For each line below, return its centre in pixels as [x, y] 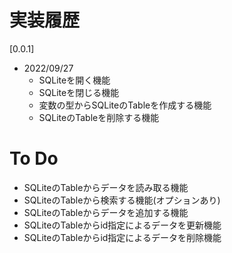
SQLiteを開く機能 [74, 80]
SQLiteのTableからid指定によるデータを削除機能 [122, 237]
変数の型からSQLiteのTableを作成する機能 [125, 105]
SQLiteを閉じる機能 [79, 92]
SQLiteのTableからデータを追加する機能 [106, 212]
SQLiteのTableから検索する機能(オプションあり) [122, 200]
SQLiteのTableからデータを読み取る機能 [106, 187]
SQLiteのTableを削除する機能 [99, 117]
